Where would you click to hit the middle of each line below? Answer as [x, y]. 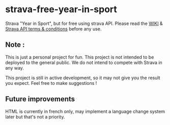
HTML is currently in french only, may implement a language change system [85, 111]
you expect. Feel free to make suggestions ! [51, 83]
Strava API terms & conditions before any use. [53, 28]
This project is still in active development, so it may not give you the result [83, 78]
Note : [15, 45]
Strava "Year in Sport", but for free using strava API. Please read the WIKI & [84, 23]
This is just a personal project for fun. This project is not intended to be [80, 57]
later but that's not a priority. [35, 117]
